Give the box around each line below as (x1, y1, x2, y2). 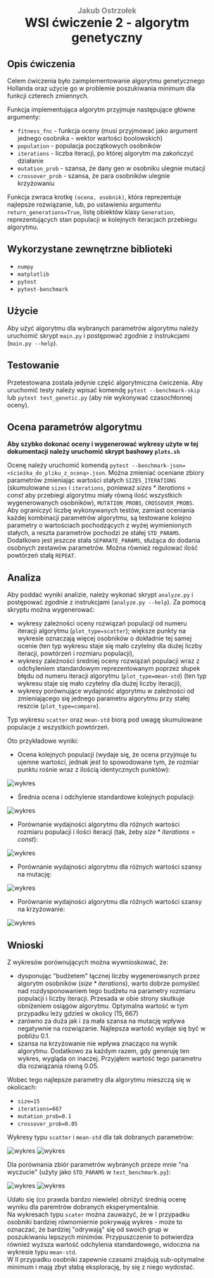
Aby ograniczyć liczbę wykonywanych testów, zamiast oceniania (7, 506, 195, 515)
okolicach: (7, 1083, 37, 1091)
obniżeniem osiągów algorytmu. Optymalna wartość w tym (17, 1002, 189, 1010)
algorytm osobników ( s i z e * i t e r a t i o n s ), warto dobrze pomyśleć (17, 979, 200, 987)
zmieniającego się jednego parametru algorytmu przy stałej (17, 694, 191, 703)
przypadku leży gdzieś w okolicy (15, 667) (17, 1009, 139, 1017)
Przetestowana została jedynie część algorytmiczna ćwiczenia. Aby (7, 378, 203, 387)
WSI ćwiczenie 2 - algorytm (25, 15, 189, 31)
